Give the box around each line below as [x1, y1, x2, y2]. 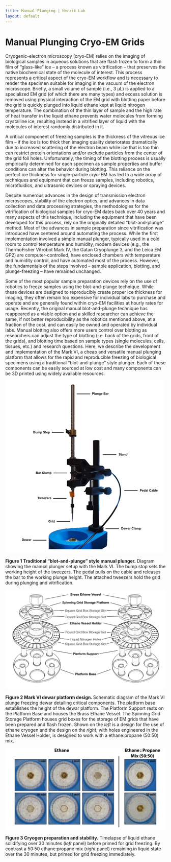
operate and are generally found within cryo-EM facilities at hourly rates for [5, 300, 163, 306]
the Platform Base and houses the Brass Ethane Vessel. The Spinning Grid [5, 710, 161, 716]
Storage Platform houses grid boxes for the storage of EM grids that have [5, 716, 159, 722]
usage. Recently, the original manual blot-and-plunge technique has [5, 306, 148, 312]
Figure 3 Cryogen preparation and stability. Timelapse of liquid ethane [5, 835, 155, 841]
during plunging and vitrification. [5, 580, 74, 586]
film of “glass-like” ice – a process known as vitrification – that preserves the [5, 64, 166, 70]
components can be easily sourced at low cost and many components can [5, 365, 161, 371]
